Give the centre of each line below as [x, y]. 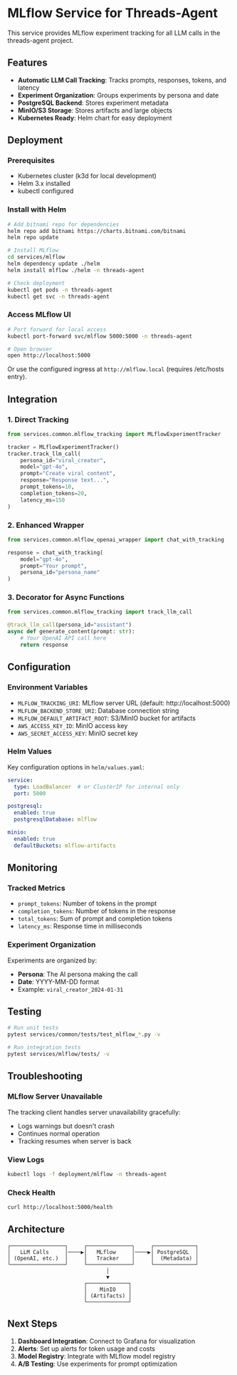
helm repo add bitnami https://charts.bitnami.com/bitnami [97, 231]
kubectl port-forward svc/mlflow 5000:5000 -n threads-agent [100, 336]
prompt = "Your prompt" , [54, 566]
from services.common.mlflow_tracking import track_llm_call [100, 612]
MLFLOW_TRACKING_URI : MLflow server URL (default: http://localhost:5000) [124, 702]
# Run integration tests [44, 1048]
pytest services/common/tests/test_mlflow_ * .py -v [84, 1034]
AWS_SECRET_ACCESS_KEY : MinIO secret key [78, 733]
